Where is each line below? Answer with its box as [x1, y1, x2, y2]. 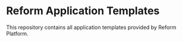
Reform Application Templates [6, 4, 160, 18]
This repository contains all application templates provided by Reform [6, 24, 177, 31]
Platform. [6, 30, 29, 37]
